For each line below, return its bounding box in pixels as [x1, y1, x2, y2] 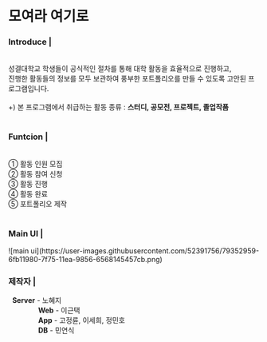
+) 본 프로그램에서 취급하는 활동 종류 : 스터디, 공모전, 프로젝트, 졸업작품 [8, 102, 230, 112]
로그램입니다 [8, 84, 48, 93]
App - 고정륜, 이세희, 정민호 [37, 316, 126, 325]
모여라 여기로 [8, 7, 89, 26]
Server [11, 296, 36, 305]
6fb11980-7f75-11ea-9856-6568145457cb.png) [8, 255, 163, 264]
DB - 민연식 [37, 325, 75, 336]
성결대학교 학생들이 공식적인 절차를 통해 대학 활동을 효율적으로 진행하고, [8, 64, 232, 74]
